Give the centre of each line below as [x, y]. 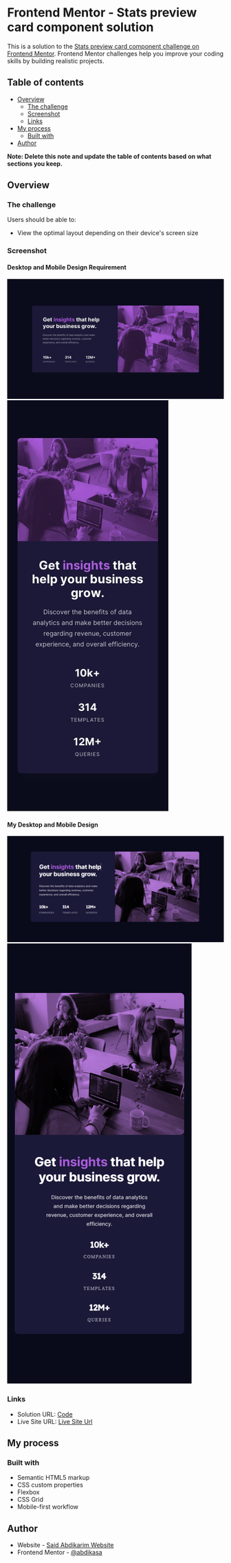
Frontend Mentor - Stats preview [102, 13]
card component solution [80, 27]
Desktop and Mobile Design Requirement [67, 267]
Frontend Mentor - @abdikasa [59, 1553]
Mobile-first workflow [48, 1507]
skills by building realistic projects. [56, 61]
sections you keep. [35, 164]
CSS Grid [30, 1500]
